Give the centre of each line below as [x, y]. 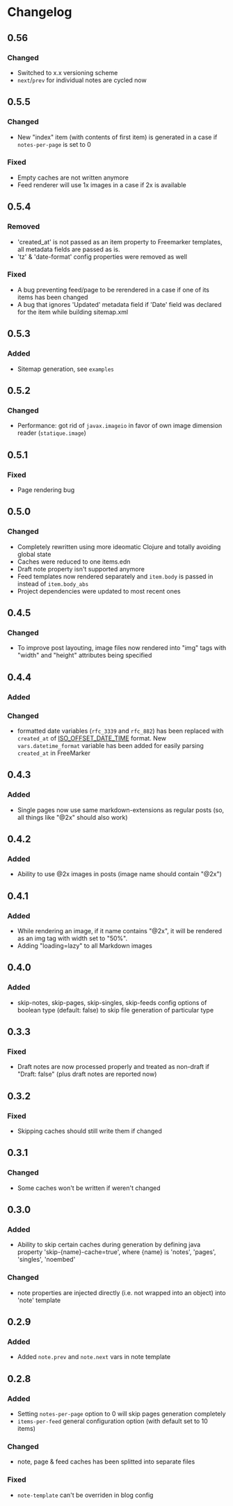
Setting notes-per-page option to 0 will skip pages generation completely [121, 1414]
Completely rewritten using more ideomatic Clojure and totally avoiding [119, 546]
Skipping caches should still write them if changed [89, 1131]
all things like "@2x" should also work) [72, 817]
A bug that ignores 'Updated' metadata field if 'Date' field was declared [119, 304]
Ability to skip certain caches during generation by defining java [109, 1245]
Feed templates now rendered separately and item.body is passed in [115, 576]
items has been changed [53, 297]
